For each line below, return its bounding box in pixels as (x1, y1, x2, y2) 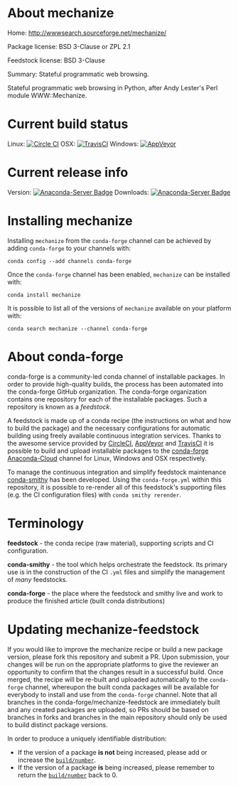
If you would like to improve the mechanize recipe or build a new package (7, 645, 224, 653)
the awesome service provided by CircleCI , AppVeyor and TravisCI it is (7, 438, 215, 447)
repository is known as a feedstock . (7, 402, 112, 411)
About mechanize (7, 5, 114, 21)
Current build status (7, 116, 129, 132)
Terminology (7, 515, 84, 531)
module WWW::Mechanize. (7, 91, 87, 99)
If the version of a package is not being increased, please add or (17, 748, 207, 756)
